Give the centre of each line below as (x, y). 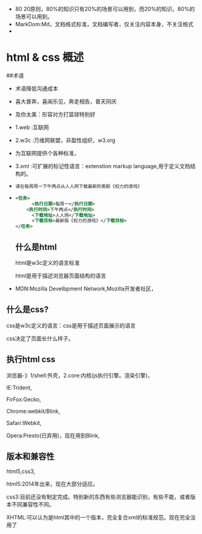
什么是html (36, 247)
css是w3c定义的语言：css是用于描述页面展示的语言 (71, 325)
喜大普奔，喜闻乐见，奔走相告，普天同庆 (66, 101)
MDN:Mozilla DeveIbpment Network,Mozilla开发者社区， (86, 289)
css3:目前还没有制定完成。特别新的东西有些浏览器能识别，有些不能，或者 (98, 497)
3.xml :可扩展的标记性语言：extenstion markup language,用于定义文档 (103, 166)
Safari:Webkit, (24, 423)
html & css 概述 (45, 58)
